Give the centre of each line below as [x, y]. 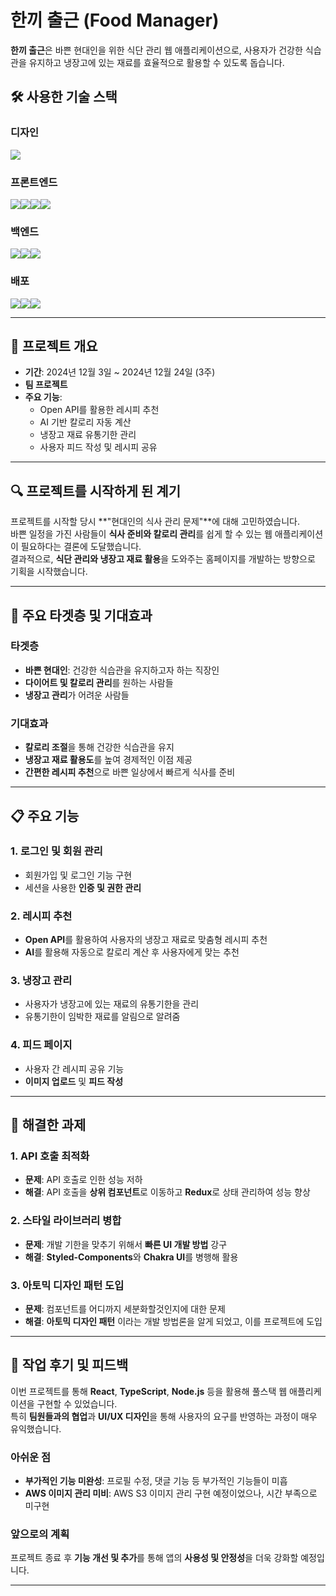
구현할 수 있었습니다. [77, 1403]
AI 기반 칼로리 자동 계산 [85, 422]
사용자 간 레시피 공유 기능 [74, 1068]
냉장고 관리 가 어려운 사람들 [77, 695]
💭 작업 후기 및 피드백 [69, 1365]
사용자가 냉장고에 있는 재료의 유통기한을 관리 [112, 1004]
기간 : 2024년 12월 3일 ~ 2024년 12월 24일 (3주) [120, 372]
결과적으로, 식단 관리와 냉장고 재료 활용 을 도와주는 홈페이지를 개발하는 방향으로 [163, 559]
